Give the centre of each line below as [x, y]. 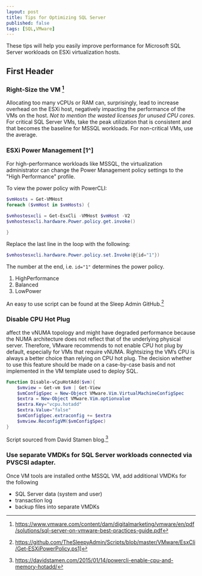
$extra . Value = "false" [44, 410]
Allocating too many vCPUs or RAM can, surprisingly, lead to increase [93, 103]
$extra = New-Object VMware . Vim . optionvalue [74, 399]
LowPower [28, 291]
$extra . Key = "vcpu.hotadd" [50, 405]
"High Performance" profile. [41, 176]
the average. [22, 135]
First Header [30, 71]
